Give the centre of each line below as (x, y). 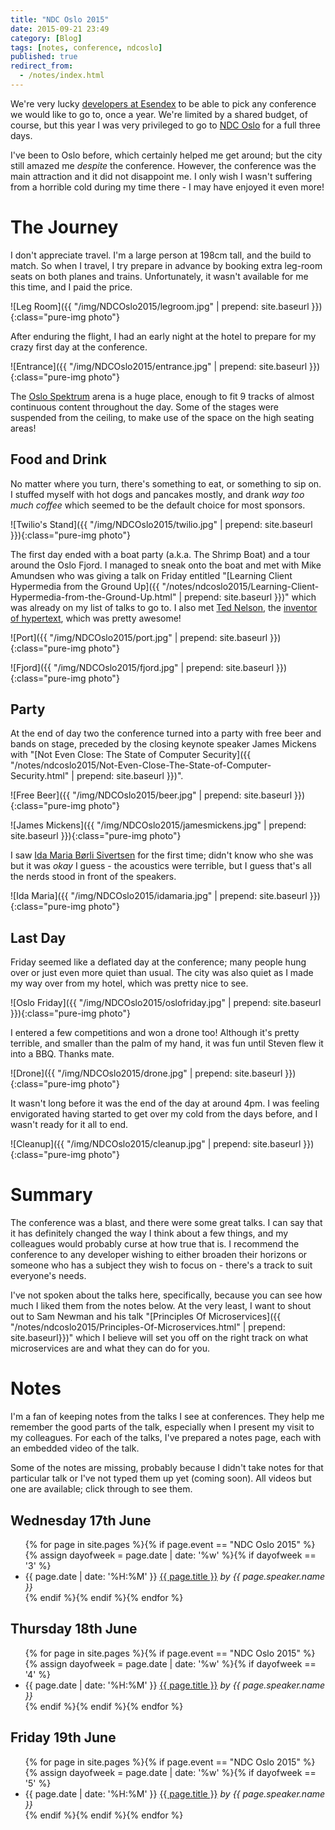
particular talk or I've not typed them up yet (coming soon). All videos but (161, 1478)
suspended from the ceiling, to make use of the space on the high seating (162, 417)
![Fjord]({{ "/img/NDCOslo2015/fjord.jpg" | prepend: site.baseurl (142, 667)
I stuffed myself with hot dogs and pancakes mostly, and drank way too (157, 494)
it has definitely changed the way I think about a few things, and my (149, 1233)
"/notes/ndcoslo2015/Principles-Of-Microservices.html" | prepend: (148, 1327)
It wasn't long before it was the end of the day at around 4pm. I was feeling (165, 1103)
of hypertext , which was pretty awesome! (96, 618)
